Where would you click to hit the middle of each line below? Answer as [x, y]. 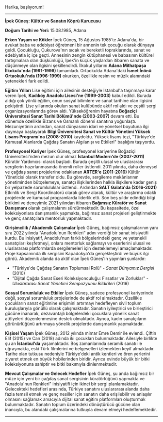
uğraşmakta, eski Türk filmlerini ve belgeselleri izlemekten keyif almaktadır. [80, 349]
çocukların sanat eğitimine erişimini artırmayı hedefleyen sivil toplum [73, 303]
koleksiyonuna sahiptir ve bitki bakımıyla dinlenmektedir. [61, 364]
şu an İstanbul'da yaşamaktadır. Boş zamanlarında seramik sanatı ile [73, 343]
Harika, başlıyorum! [24, 7]
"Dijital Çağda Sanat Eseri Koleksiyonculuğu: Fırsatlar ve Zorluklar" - [80, 278]
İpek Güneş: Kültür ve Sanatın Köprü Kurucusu [53, 21]
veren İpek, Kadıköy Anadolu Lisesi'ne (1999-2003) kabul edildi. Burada [78, 96]
